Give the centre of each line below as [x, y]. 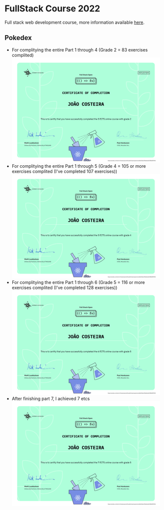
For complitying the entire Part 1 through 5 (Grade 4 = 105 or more [79, 166]
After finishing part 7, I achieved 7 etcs [51, 398]
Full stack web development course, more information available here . [75, 22]
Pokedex [18, 38]
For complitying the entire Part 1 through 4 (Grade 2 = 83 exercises [80, 49]
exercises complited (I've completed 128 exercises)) [65, 287]
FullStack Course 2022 [52, 9]
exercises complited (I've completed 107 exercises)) [65, 171]
